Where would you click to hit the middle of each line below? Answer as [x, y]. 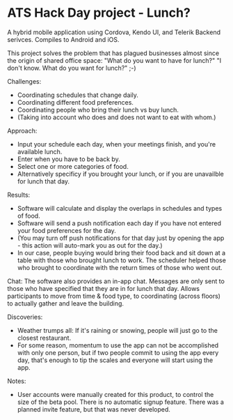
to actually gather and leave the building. [65, 303]
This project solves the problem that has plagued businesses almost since [113, 53]
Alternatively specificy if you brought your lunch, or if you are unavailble [121, 174]
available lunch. [40, 151]
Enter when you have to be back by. [69, 159]
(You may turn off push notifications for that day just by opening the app [121, 238]
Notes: [17, 381]
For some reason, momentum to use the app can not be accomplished [118, 345]
